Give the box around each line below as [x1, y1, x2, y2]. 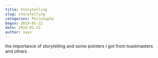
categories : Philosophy [5, 16, 54, 21]
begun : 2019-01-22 [5, 20, 43, 26]
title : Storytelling [5, 7, 48, 12]
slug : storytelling [5, 12, 45, 17]
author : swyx [5, 30, 32, 35]
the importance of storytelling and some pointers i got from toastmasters [5, 43, 153, 49]
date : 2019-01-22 [5, 25, 41, 30]
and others [5, 48, 27, 54]
